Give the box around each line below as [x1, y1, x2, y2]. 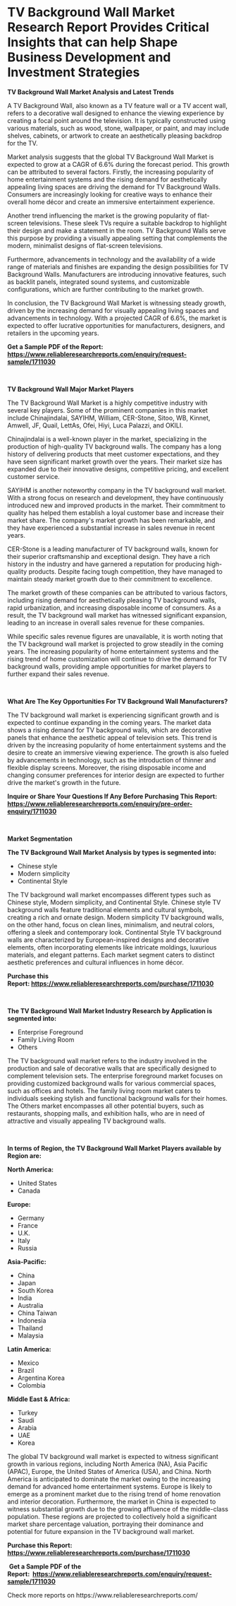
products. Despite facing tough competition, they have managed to [28, 567, 223, 576]
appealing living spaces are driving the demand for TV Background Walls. [7, 182, 221, 191]
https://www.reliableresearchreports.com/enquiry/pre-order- [7, 799, 193, 808]
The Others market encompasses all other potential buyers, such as [7, 1102, 204, 1110]
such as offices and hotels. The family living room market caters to [7, 1086, 201, 1095]
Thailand [17, 1323, 44, 1332]
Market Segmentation [7, 834, 73, 843]
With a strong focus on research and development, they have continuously [7, 493, 224, 502]
